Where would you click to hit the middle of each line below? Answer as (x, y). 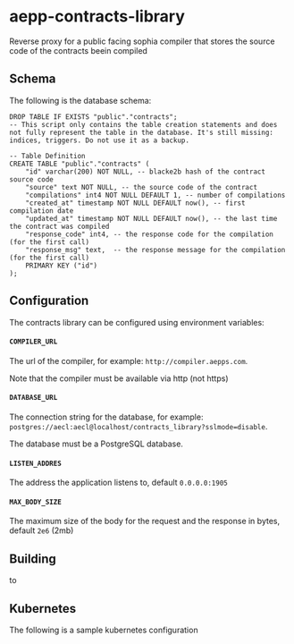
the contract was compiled (59, 226)
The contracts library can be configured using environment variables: (137, 322)
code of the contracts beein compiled (78, 50)
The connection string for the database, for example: (106, 417)
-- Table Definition (48, 156)
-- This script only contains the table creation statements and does (143, 124)
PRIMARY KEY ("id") (62, 266)
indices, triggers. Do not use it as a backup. (100, 140)
